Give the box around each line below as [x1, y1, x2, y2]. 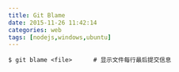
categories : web [8, 26, 62, 34]
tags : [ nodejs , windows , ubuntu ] [8, 33, 112, 41]
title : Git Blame [8, 11, 66, 20]
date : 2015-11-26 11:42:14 [8, 19, 97, 27]
